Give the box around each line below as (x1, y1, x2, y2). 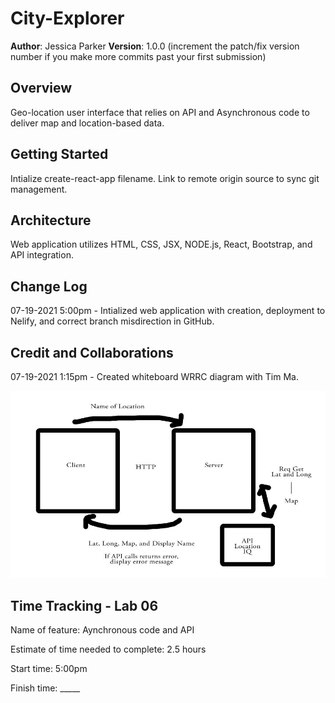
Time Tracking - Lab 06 (10, 597, 159, 614)
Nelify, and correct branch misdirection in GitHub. (10, 315, 215, 327)
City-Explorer (10, 7, 125, 30)
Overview (10, 80, 73, 97)
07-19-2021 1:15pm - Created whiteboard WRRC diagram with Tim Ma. (10, 371, 300, 382)
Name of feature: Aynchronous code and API (10, 624, 195, 636)
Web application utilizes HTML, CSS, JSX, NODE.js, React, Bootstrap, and (10, 238, 313, 251)
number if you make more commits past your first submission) (10, 50, 267, 62)
